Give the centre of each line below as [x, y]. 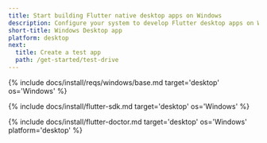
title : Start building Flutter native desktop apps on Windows [115, 15]
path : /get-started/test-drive [67, 60]
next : [17, 45]
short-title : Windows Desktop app [66, 30]
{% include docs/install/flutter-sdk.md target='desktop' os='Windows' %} [129, 106]
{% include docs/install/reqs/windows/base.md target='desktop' [114, 82]
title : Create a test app [58, 52]
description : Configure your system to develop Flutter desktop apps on [131, 23]
